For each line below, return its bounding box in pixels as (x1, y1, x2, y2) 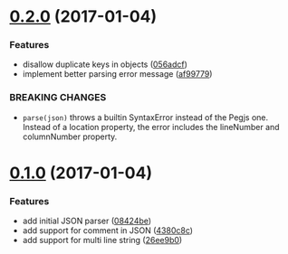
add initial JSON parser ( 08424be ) (22, 215, 152, 227)
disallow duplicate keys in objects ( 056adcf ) (22, 59, 188, 70)
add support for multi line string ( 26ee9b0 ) (22, 235, 183, 246)
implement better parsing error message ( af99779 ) (22, 69, 213, 80)
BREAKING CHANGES (9, 91, 107, 104)
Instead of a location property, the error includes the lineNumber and (22, 121, 280, 132)
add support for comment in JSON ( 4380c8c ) (22, 225, 193, 236)
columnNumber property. (22, 131, 118, 142)
